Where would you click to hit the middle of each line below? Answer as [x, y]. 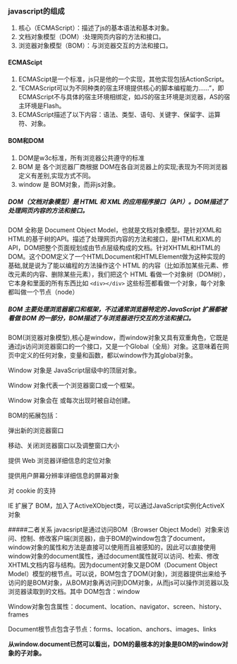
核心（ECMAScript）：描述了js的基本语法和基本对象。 [96, 28]
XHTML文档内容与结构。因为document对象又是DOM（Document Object [113, 565]
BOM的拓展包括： [34, 415]
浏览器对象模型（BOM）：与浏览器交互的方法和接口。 [95, 46]
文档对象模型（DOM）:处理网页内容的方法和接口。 [91, 37]
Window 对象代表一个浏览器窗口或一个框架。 [73, 385]
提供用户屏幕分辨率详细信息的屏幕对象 [63, 475]
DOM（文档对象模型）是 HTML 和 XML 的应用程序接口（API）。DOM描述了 [118, 202]
